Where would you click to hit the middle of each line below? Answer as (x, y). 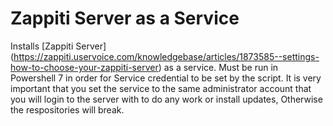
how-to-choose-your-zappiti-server (84, 67)
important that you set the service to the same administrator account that (161, 88)
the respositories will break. (67, 109)
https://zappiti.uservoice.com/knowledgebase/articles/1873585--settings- (166, 56)
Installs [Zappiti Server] (58, 46)
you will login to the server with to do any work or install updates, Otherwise (166, 99)
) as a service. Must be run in (218, 67)
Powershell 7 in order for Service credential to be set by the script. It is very (166, 78)
